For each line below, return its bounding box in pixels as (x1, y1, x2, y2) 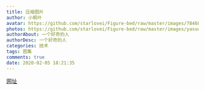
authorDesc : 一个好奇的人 (6, 37, 67, 43)
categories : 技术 (6, 43, 49, 49)
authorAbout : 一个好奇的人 (6, 32, 70, 38)
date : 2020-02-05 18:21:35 (6, 60, 75, 66)
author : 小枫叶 (6, 15, 42, 21)
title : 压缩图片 (6, 9, 44, 15)
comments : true (6, 54, 45, 60)
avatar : (6, 20, 26, 26)
